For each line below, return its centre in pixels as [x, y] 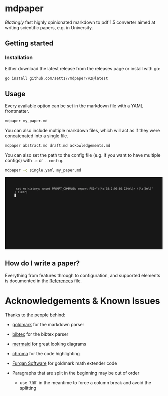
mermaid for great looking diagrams [49, 344]
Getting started [29, 44]
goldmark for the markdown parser [48, 324]
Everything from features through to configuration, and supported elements [83, 275]
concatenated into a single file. [37, 136]
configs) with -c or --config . [34, 161]
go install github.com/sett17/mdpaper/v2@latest [57, 78]
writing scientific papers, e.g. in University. [49, 27]
